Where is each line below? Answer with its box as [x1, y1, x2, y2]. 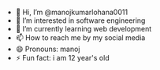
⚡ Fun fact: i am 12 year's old [15, 53, 110, 62]
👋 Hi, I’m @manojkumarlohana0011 [15, 8, 128, 17]
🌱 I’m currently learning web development [15, 24, 152, 33]
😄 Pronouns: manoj [15, 44, 80, 53]
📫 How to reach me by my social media [15, 33, 146, 42]
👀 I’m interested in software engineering [15, 16, 146, 25]
